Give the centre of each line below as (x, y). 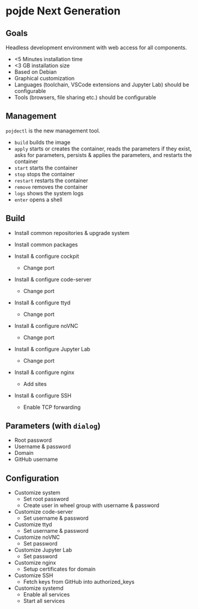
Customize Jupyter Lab (43, 550)
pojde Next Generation (63, 11)
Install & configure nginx (44, 372)
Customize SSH (34, 575)
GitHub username (36, 459)
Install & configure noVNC (46, 325)
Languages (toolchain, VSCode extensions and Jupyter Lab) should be (102, 85)
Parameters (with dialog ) (53, 426)
